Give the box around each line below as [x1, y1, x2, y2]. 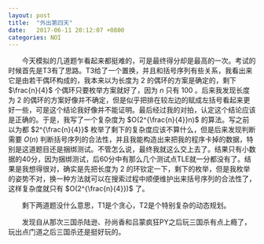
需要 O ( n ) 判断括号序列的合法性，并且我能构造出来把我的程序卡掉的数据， [8, 135, 247, 144]
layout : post [8, 11, 51, 20]
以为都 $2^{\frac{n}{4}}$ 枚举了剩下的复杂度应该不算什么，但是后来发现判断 [8, 125, 256, 135]
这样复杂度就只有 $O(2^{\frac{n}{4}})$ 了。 [8, 184, 149, 194]
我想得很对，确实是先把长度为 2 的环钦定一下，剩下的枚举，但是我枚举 [21, 165, 251, 174]
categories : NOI [8, 33, 61, 42]
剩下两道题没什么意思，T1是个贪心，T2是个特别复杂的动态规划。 [22, 201, 231, 210]
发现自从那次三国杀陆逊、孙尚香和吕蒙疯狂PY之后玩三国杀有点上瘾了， [22, 217, 251, 227]
